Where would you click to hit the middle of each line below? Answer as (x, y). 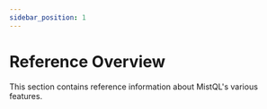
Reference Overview (88, 61)
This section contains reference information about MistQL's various (134, 87)
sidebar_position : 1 (48, 17)
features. (26, 96)
